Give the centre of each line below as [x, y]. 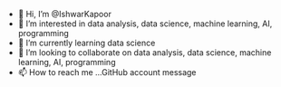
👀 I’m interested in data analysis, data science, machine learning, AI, [145, 24]
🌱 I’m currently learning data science [87, 43]
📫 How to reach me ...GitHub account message [107, 72]
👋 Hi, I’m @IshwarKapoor [64, 14]
